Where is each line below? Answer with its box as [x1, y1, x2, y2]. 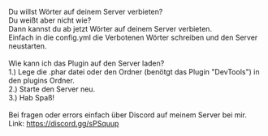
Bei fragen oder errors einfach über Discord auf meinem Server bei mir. [8, 110, 248, 120]
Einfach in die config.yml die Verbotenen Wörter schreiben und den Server [8, 32, 258, 42]
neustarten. [8, 41, 47, 51]
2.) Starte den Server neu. [8, 84, 96, 94]
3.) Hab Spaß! [8, 93, 55, 102]
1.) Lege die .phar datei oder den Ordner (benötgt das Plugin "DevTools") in [8, 67, 260, 76]
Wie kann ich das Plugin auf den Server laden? [8, 58, 165, 68]
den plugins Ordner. [8, 76, 75, 85]
